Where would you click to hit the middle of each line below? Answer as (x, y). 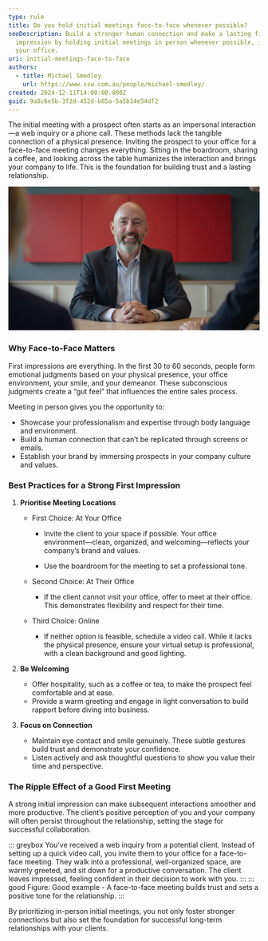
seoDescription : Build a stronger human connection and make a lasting (130, 34)
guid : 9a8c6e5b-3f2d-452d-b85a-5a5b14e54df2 (83, 101)
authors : (23, 68)
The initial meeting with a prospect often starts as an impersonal (114, 125)
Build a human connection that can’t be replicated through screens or (134, 439)
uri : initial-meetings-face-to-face (69, 59)
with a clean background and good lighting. (115, 653)
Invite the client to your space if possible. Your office (130, 533)
